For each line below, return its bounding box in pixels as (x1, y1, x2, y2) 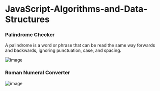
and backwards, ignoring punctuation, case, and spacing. (5, 47, 122, 53)
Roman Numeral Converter (5, 69, 70, 76)
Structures (5, 14, 50, 25)
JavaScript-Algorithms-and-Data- (5, 3, 148, 15)
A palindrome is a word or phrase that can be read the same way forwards (5, 43, 156, 48)
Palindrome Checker (5, 31, 55, 38)
